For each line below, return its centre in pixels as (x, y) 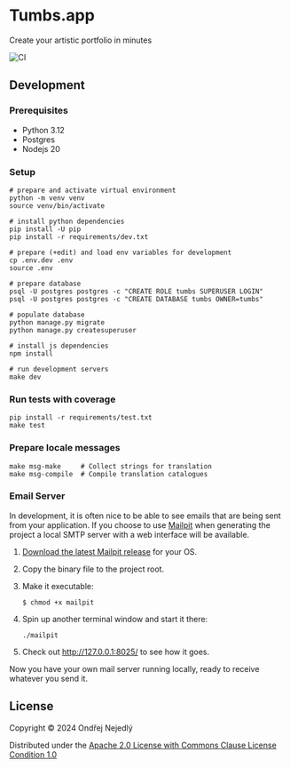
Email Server (37, 496)
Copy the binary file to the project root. (93, 569)
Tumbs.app (52, 16)
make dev (25, 377)
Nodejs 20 (41, 148)
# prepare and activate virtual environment (93, 190)
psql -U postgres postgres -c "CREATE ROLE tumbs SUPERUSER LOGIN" (137, 291)
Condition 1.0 (33, 754)
